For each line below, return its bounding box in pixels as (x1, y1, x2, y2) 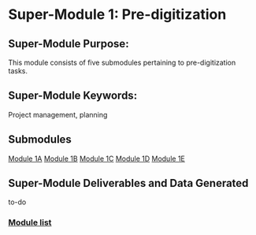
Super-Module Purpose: (8, 37, 129, 50)
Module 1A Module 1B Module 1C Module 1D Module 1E (8, 154, 185, 163)
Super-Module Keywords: (8, 89, 138, 103)
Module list (8, 217, 52, 228)
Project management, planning (8, 110, 108, 119)
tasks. (8, 66, 28, 76)
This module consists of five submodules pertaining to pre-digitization (8, 58, 236, 67)
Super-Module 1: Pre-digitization (8, 6, 227, 24)
